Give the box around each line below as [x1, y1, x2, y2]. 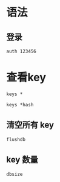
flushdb [6, 136, 26, 142]
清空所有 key [6, 120, 55, 130]
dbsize [6, 171, 23, 177]
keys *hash [6, 101, 34, 107]
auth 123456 [6, 48, 36, 54]
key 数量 [6, 155, 38, 165]
